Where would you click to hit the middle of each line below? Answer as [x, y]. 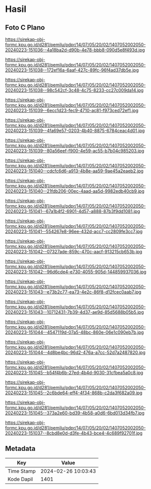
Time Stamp [22, 471]
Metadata [20, 449]
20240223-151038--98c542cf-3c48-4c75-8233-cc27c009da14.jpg [74, 90]
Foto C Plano [25, 28]
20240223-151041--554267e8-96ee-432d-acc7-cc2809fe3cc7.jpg [74, 231]
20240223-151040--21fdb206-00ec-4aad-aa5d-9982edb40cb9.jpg [75, 191]
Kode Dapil [20, 479]
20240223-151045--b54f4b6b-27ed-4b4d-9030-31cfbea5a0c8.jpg [74, 373]
